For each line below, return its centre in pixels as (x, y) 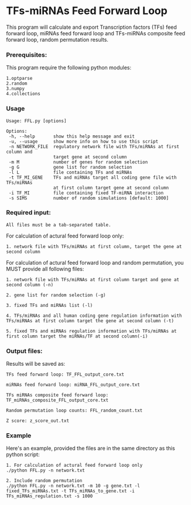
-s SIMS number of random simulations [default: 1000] (88, 198)
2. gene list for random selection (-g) (56, 295)
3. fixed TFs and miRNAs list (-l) (50, 305)
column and (19, 152)
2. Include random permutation (44, 481)
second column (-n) (30, 285)
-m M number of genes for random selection (78, 162)
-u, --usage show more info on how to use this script (83, 141)
